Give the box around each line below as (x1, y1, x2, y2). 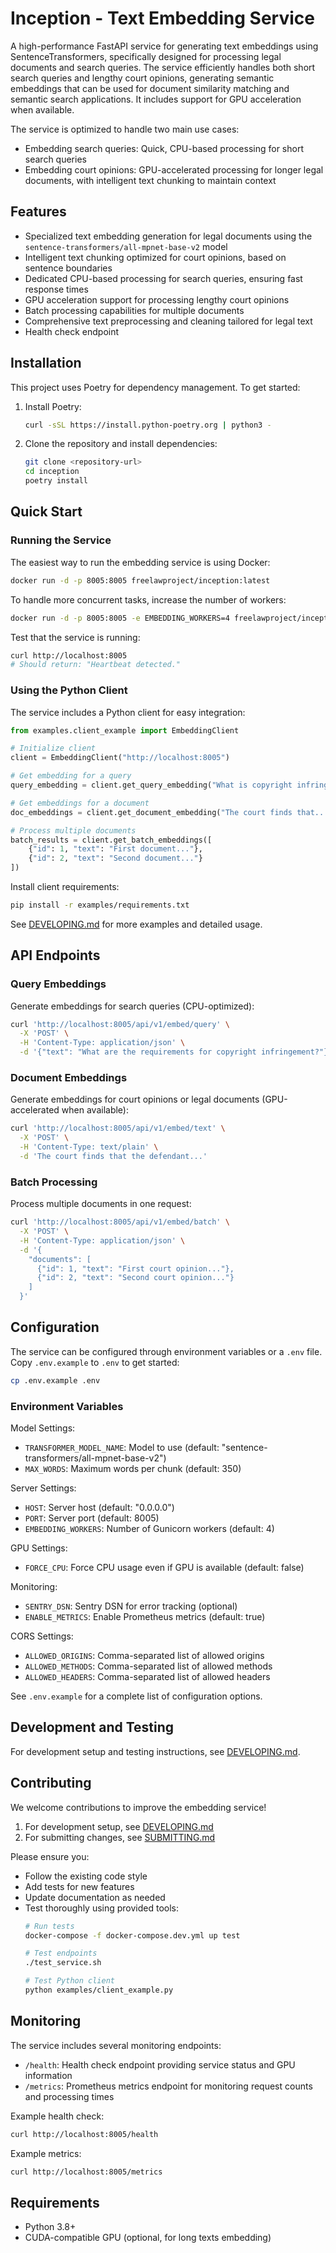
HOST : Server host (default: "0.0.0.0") (24, 1502, 175, 1514)
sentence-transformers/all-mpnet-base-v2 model (24, 240, 228, 252)
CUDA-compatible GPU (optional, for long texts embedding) (24, 2232, 272, 2244)
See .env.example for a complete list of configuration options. (10, 1690, 263, 1702)
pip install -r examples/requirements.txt (10, 900, 190, 911)
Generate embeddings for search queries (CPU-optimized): (10, 1000, 255, 1012)
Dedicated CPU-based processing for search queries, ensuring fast (24, 272, 303, 284)
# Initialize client (10, 743, 97, 754)
